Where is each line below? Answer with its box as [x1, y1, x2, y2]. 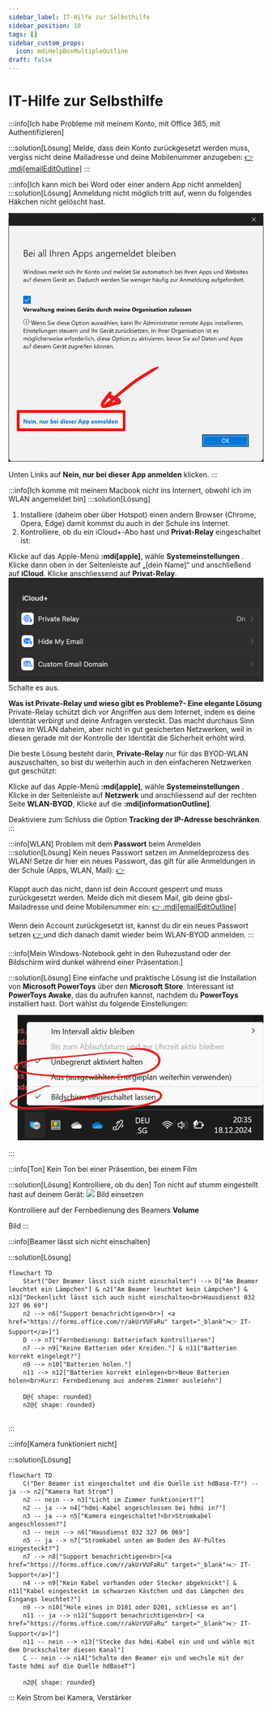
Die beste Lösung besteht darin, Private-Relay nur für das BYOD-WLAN [8, 749, 249, 759]
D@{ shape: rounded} [23, 1393, 92, 1401]
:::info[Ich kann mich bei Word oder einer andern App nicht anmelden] [8, 179, 242, 189]
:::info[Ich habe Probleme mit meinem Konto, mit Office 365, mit [8, 118, 221, 128]
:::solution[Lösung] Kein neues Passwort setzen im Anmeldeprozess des [8, 848, 249, 858]
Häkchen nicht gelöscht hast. [8, 196, 106, 206]
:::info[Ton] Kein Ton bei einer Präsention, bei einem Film [8, 1164, 198, 1174]
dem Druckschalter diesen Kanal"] [8, 1646, 125, 1654]
